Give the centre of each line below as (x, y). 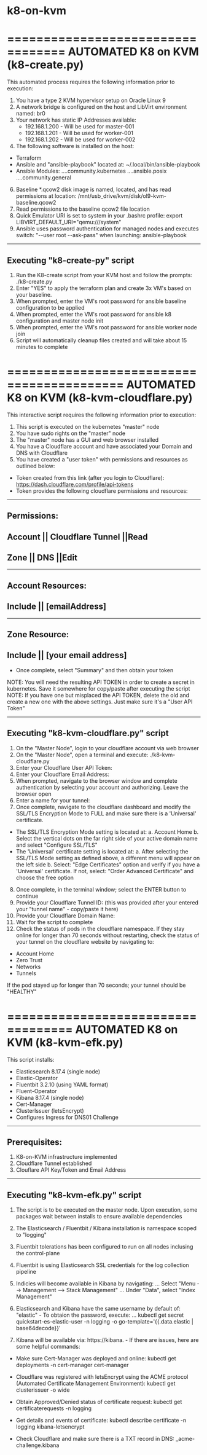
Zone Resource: (38, 634)
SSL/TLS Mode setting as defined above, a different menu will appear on (108, 858)
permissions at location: (46, 196)
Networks (28, 967)
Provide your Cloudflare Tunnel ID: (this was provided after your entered (107, 902)
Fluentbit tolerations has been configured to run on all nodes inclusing (104, 1247)
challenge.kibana (37, 1445)
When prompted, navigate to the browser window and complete (96, 780)
